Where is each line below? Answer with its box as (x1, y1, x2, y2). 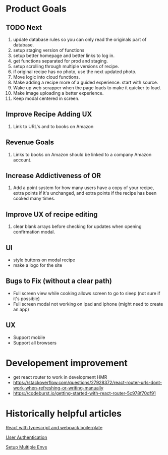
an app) (13, 306, 29, 312)
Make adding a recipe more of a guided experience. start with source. (13, 79, 158, 85)
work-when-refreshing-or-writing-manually (13, 384, 104, 391)
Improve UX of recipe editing (6, 210, 98, 218)
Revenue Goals (6, 138, 54, 147)
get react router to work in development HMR (13, 374, 107, 380)
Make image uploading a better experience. (13, 90, 104, 96)
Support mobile (13, 334, 45, 340)
